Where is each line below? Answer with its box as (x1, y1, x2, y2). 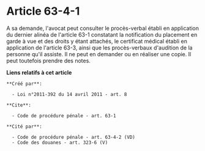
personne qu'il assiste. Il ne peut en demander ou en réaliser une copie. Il (6, 50, 192, 57)
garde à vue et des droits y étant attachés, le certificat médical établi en (6, 37, 188, 45)
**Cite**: (6, 102, 32, 108)
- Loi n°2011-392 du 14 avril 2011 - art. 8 (12, 91, 127, 97)
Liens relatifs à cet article (6, 68, 72, 76)
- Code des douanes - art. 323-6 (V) (12, 139, 108, 145)
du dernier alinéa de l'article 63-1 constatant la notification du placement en (6, 31, 198, 38)
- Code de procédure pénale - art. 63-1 (12, 112, 116, 119)
